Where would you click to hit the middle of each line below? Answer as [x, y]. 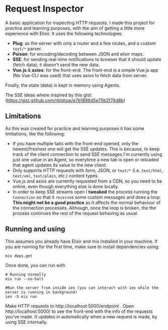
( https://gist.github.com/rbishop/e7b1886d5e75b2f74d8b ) [65, 100]
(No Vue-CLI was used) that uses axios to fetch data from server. [80, 75]
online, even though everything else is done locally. [66, 186]
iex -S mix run [21, 296]
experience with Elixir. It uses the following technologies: [64, 33]
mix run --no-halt [24, 279]
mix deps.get [19, 256]
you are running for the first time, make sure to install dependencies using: [82, 246]
